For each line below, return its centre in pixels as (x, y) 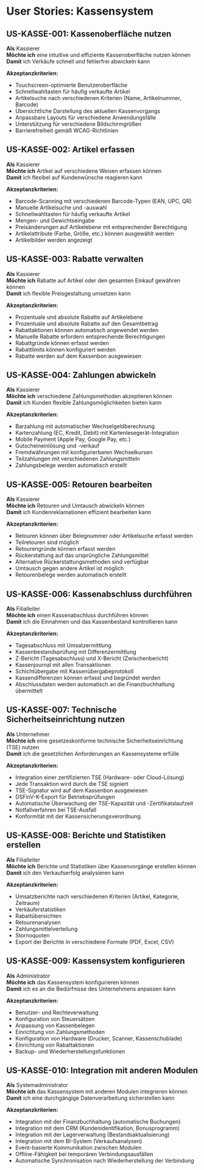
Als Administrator (28, 976)
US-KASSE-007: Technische (62, 710)
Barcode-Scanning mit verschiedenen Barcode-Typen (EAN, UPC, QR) (103, 201)
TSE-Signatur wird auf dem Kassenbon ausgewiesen (81, 790)
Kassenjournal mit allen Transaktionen (63, 665)
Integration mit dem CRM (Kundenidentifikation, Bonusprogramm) (97, 1128)
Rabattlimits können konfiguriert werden (65, 349)
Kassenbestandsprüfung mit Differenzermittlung (76, 652)
